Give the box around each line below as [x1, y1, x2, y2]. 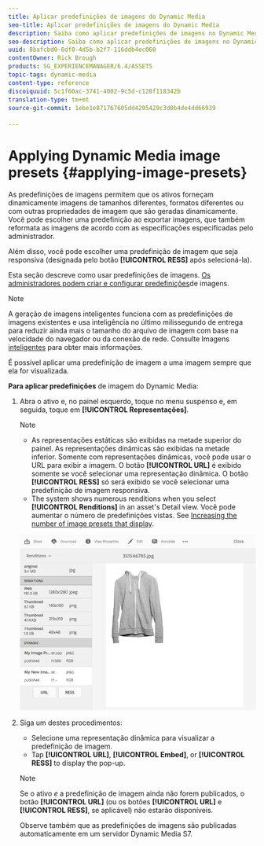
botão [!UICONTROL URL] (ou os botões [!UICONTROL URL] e [19, 797, 222, 807]
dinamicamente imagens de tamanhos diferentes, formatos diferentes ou [8, 198, 244, 208]
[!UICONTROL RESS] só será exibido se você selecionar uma [31, 477, 229, 487]
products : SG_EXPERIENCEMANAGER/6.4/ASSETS [8, 63, 153, 71]
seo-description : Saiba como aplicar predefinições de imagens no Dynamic [8, 38, 258, 46]
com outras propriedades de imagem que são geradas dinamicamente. [8, 207, 238, 216]
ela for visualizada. [8, 366, 69, 376]
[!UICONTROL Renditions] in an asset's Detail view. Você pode [31, 502, 236, 512]
